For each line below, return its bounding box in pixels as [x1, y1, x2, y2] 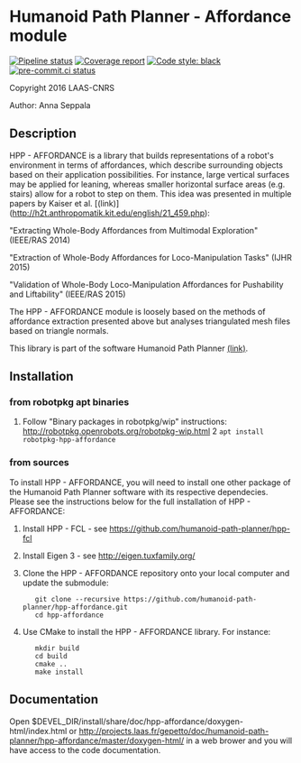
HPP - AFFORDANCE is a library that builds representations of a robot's [9, 150, 275, 161]
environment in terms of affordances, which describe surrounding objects [9, 160, 284, 170]
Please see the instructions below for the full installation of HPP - [9, 496, 251, 507]
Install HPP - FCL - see [22, 523, 108, 534]
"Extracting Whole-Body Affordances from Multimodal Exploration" [9, 225, 259, 235]
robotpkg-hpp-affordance [22, 436, 116, 445]
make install [34, 667, 84, 676]
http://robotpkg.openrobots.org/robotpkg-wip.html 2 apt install [22, 426, 264, 437]
